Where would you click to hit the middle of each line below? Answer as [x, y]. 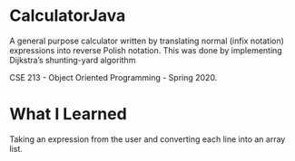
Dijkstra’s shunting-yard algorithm [73, 60]
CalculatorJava [68, 16]
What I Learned [68, 114]
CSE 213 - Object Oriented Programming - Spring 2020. [113, 77]
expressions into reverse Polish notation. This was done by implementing [146, 50]
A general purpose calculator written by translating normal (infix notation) [147, 41]
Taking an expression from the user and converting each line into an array [147, 139]
